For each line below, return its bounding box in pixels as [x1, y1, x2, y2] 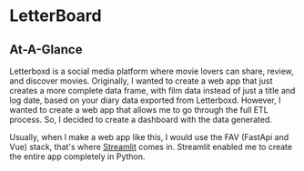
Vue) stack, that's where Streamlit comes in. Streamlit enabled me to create [9, 142, 293, 152]
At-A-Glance [9, 42, 83, 57]
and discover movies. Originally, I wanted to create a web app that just [9, 75, 273, 86]
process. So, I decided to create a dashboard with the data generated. [9, 115, 273, 125]
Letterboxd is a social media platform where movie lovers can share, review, [9, 65, 294, 76]
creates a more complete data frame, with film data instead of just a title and [9, 85, 296, 96]
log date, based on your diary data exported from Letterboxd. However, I [9, 95, 281, 106]
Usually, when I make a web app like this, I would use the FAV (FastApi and [9, 132, 289, 142]
